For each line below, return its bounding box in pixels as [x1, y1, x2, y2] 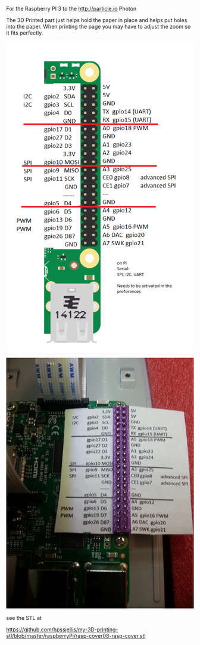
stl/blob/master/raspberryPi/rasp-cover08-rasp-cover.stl [6, 632, 146, 640]
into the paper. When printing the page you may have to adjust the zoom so [6, 23, 191, 30]
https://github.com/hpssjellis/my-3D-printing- [6, 626, 118, 633]
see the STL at [6, 615, 42, 622]
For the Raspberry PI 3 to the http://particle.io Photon [6, 5, 137, 12]
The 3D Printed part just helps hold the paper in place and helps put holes [6, 17, 187, 23]
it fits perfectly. [6, 29, 43, 36]
